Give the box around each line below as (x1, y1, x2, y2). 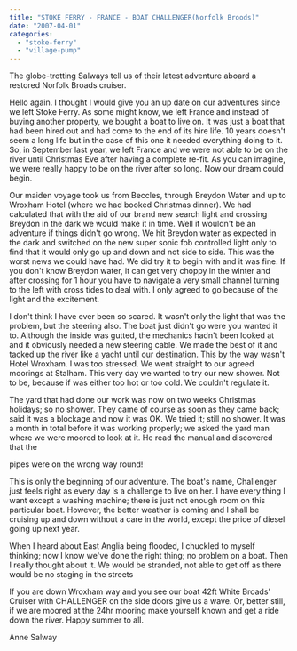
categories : (9, 29, 53, 38)
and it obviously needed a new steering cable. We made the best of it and (9, 340, 278, 350)
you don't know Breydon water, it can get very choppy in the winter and (9, 266, 270, 277)
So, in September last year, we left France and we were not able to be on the (9, 144, 288, 156)
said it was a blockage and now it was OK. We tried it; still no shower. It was (9, 414, 285, 424)
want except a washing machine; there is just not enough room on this (9, 495, 266, 506)
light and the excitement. (9, 294, 100, 305)
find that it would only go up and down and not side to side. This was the (9, 246, 275, 258)
